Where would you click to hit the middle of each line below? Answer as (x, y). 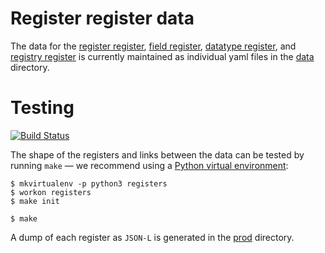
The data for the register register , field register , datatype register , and (153, 46)
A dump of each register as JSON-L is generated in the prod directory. (152, 237)
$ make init (35, 201)
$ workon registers (51, 192)
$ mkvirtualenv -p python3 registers (89, 183)
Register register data (102, 18)
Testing (42, 108)
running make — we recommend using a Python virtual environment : (149, 165)
